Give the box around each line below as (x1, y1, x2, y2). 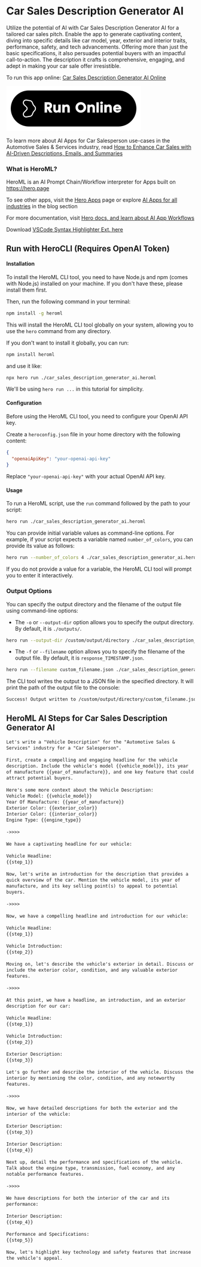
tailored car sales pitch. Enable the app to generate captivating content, (6, 30, 182, 37)
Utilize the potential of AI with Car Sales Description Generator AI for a (6, 24, 179, 31)
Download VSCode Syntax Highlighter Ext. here (6, 226, 124, 233)
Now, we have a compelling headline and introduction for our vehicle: (6, 913, 188, 919)
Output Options (6, 587, 52, 595)
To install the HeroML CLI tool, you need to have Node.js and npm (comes (6, 273, 188, 280)
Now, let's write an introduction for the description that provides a (6, 871, 188, 877)
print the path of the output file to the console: (6, 684, 120, 691)
